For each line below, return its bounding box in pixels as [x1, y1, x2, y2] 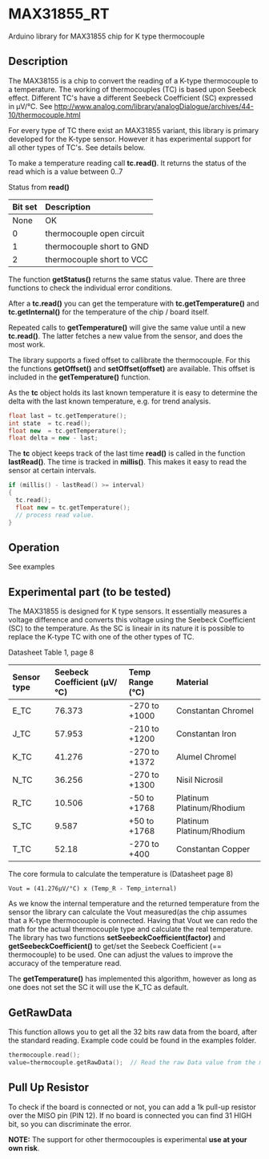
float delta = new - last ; [8, 434, 98, 442]
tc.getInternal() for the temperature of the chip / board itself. [8, 306, 210, 317]
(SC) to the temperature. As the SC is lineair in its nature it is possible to [8, 623, 245, 634]
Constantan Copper [175, 844, 251, 855]
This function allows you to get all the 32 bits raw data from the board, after [8, 1027, 258, 1036]
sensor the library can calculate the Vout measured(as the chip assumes [8, 907, 247, 917]
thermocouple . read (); [8, 1051, 81, 1059]
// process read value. [15, 511, 94, 519]
